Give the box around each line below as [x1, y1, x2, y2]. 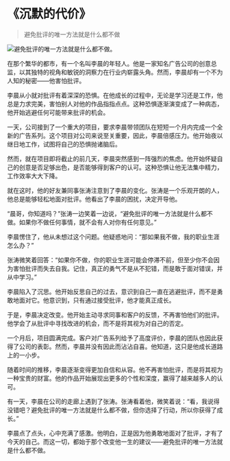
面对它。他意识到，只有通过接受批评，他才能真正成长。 [18, 296, 175, 304]
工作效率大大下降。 [7, 172, 62, 180]
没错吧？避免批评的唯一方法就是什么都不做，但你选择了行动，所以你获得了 [7, 405, 217, 414]
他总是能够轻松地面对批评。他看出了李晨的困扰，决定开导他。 [7, 195, 181, 203]
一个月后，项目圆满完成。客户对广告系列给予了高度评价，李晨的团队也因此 [7, 333, 217, 342]
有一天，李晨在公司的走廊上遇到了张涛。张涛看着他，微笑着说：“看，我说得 [7, 397, 220, 405]
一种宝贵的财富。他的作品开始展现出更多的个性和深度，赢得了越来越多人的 [7, 374, 217, 382]
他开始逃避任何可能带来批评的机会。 [7, 108, 110, 117]
